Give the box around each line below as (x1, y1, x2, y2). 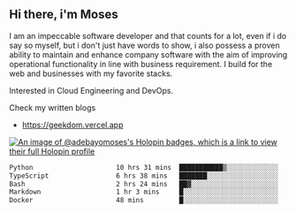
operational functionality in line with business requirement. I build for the (9, 58, 273, 69)
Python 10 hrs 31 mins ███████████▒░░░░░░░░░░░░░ (9, 163, 278, 171)
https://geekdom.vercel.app (21, 119, 124, 130)
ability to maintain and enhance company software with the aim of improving (9, 49, 288, 60)
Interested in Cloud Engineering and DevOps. (9, 85, 174, 95)
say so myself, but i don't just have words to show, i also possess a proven (9, 40, 280, 50)
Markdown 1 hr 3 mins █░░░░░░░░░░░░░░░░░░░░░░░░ (9, 187, 278, 197)
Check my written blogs (9, 102, 96, 113)
